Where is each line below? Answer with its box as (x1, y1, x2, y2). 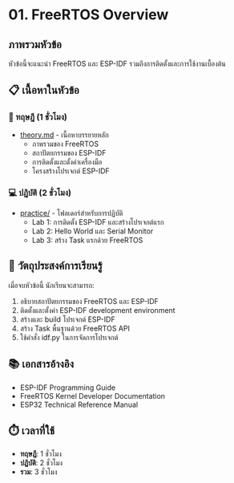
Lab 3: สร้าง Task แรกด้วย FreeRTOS (31, 235, 143, 245)
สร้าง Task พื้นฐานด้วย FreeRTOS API (19, 323, 131, 333)
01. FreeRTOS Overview (8, 6, 169, 24)
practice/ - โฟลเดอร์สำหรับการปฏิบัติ (19, 208, 123, 217)
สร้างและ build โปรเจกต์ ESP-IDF (19, 315, 115, 324)
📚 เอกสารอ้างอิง (8, 357, 75, 371)
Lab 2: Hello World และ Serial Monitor (31, 226, 154, 236)
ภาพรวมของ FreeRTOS (31, 139, 99, 148)
